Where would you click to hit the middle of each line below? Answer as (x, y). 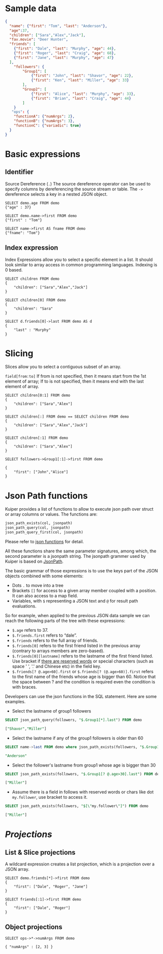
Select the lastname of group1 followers (51, 711)
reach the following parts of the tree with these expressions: (65, 621)
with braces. (24, 687)
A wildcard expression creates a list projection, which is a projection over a (80, 864)
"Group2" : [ (35, 90)
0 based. (14, 270)
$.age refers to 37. (30, 630)
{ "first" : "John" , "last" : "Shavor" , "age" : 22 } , (82, 76)
